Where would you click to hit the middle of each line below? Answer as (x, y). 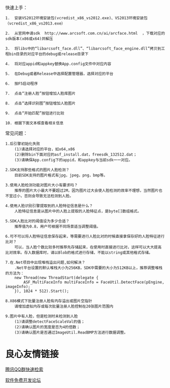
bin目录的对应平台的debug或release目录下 (49, 54)
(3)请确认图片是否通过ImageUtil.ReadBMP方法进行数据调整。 (71, 332)
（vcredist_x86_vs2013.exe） (35, 23)
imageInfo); (18, 287)
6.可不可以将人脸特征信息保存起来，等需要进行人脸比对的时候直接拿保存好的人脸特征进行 (85, 236)
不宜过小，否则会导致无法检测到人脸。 (39, 196)
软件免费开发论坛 (23, 380)
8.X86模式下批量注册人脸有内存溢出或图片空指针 (49, 301)
